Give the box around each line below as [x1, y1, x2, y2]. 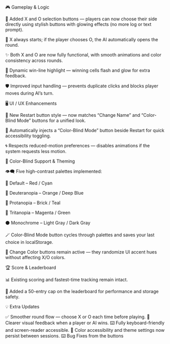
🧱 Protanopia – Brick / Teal [5, 200, 61, 206]
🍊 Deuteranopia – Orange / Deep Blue [5, 190, 84, 196]
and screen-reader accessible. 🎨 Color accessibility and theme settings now [5, 327, 165, 333]
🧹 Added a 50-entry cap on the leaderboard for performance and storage [5, 289, 159, 294]
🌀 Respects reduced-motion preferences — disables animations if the [5, 143, 150, 148]
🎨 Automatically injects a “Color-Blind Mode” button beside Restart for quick [5, 128, 165, 133]
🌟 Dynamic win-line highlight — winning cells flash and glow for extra [5, 68, 151, 73]
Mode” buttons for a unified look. [17, 117, 86, 123]
